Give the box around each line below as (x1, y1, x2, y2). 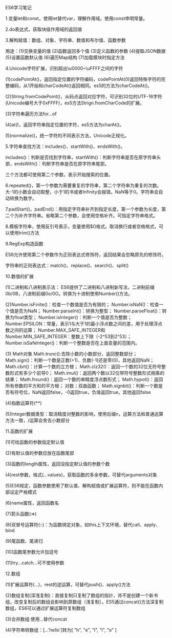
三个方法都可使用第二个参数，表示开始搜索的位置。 (5, 172, 113, 178)
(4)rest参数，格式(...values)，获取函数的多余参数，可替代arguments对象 (5, 472, 157, 478)
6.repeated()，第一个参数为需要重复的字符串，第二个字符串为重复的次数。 (5, 182, 162, 188)
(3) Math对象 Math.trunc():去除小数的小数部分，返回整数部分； (5, 351, 138, 357)
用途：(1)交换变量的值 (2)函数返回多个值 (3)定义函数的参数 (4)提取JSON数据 (5, 48, 166, 54)
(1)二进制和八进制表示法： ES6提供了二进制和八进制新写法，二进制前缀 (5, 284, 155, 290)
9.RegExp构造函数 (5, 241, 44, 247)
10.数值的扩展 (5, 273, 34, 279)
